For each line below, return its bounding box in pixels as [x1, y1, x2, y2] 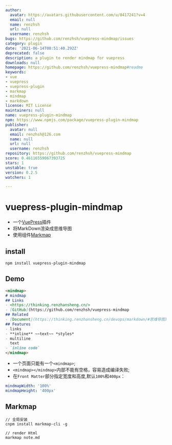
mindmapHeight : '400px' [5, 388, 56, 393]
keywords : [5, 70, 27, 75]
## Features [5, 322, 31, 327]
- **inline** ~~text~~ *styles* [5, 331, 74, 337]
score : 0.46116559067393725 [5, 156, 66, 161]
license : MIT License [5, 103, 52, 108]
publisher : [5, 122, 29, 127]
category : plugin [5, 41, 42, 46]
